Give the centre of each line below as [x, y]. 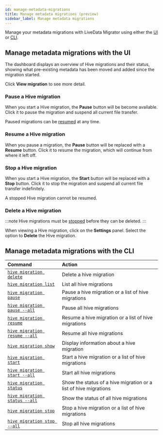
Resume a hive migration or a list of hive [107, 318]
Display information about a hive [99, 343]
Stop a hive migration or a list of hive [103, 408]
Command [20, 265]
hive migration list [31, 284]
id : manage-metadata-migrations [38, 9]
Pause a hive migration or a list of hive [105, 292]
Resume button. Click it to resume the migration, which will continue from [79, 150]
